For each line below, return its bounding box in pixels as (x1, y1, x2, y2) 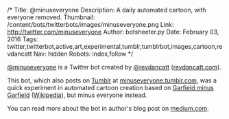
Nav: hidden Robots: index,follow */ (33, 50, 134, 58)
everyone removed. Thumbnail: (7, 13, 95, 21)
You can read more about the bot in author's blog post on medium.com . (7, 105, 209, 112)
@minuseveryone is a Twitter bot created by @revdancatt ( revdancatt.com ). (7, 63, 221, 71)
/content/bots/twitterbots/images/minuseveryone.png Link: (7, 21, 174, 28)
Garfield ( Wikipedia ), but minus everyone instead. (7, 91, 147, 99)
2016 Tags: (7, 35, 38, 43)
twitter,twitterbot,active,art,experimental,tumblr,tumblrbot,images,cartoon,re (7, 43, 223, 50)
